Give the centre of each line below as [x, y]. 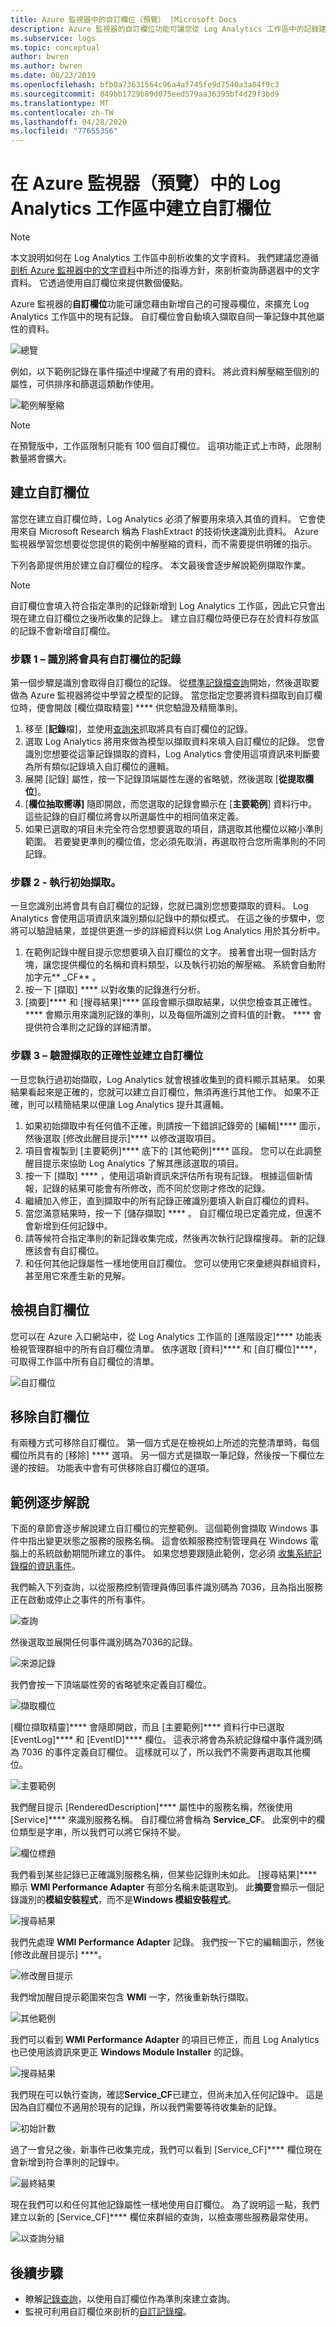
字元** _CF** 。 [67, 977]
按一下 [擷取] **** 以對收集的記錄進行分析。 [115, 990]
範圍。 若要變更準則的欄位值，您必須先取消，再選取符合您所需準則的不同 [175, 842]
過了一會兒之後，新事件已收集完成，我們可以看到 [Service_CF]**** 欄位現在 [166, 2150]
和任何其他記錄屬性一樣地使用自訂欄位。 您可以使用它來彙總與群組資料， [175, 1263]
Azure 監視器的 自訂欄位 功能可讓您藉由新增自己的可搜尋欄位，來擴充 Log [160, 304]
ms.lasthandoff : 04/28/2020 [69, 122]
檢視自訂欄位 [50, 1310]
